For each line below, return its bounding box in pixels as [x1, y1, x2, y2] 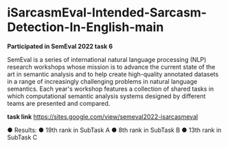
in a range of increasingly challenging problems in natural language [7, 77, 198, 85]
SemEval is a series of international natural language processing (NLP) [7, 55, 207, 63]
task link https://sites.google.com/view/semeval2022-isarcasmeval [7, 112, 198, 121]
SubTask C [7, 133, 38, 142]
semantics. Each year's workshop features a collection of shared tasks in [7, 84, 214, 93]
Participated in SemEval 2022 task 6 [7, 42, 113, 50]
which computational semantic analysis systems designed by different [7, 91, 206, 100]
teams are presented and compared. [7, 99, 111, 107]
